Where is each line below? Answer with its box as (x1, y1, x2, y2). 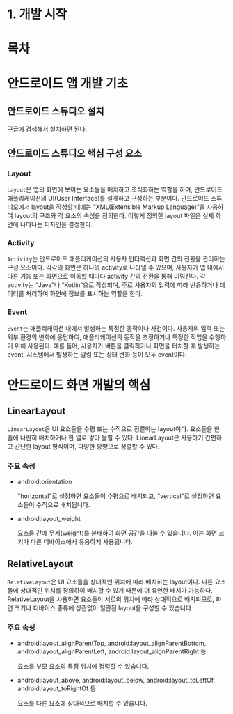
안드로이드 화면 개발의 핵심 (7, 377, 151, 393)
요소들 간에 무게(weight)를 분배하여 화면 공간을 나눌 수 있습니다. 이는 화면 (17, 529, 218, 537)
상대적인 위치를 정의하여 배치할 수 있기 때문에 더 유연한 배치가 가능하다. (19, 586, 214, 594)
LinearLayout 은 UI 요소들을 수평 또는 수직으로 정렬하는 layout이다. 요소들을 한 (7, 424, 220, 433)
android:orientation (17, 477, 72, 486)
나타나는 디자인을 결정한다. (19, 220, 93, 228)
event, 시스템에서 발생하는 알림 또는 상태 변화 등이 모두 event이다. (7, 350, 187, 359)
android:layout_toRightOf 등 (17, 684, 96, 693)
